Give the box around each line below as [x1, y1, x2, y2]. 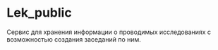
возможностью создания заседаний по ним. [6, 35, 142, 43]
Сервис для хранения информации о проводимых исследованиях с [6, 28, 212, 36]
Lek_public [6, 5, 72, 21]
